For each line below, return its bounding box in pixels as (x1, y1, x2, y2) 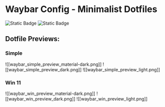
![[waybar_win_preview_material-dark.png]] (5, 90, 95, 96)
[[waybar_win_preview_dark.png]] (5, 95, 76, 101)
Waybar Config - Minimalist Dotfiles (5, 4, 157, 15)
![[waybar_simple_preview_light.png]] (82, 66, 160, 72)
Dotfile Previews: (5, 35, 60, 43)
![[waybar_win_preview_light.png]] (76, 95, 148, 101)
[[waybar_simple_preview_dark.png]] (5, 66, 82, 72)
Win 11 (5, 79, 21, 86)
